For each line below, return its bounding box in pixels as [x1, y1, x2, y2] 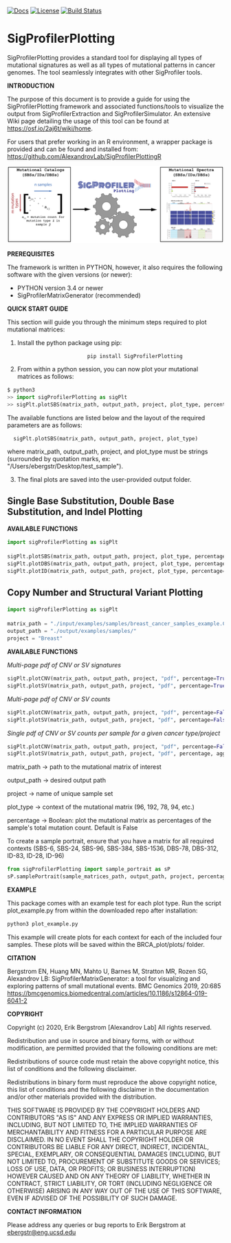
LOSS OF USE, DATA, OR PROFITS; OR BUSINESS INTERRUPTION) [7, 1164, 196, 1173]
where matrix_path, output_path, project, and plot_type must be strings [7, 447, 208, 456]
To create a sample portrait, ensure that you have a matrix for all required [7, 837, 214, 845]
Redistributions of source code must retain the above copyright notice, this [7, 1057, 219, 1066]
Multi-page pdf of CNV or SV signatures [7, 661, 122, 669]
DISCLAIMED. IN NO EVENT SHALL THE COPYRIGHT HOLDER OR [7, 1135, 194, 1144]
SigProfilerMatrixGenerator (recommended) [16, 291, 141, 300]
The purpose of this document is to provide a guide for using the [7, 95, 190, 103]
